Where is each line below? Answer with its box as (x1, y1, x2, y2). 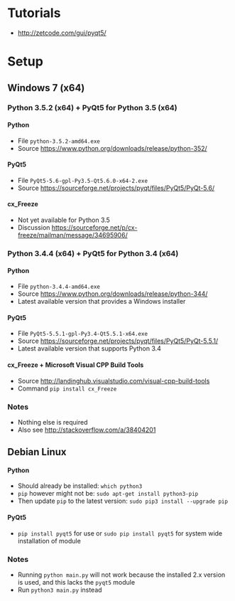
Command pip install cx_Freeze (17, 384, 117, 393)
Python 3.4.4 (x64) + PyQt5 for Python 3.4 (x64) (7, 248, 179, 258)
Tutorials (7, 5, 61, 21)
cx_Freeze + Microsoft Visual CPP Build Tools (7, 361, 144, 369)
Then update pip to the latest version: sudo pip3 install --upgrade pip (17, 496, 229, 506)
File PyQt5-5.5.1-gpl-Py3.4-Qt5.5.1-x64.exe (17, 329, 148, 338)
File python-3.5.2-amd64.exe (17, 137, 101, 145)
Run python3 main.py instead (17, 585, 102, 594)
